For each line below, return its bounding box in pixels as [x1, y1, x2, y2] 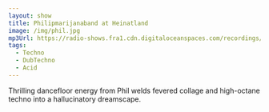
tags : [8, 42, 26, 50]
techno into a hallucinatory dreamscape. [8, 94, 142, 104]
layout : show [8, 11, 52, 20]
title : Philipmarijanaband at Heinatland [8, 19, 149, 27]
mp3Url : [8, 34, 34, 42]
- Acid [15, 64, 38, 72]
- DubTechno [15, 57, 56, 65]
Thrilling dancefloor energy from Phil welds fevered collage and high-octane [8, 86, 260, 95]
